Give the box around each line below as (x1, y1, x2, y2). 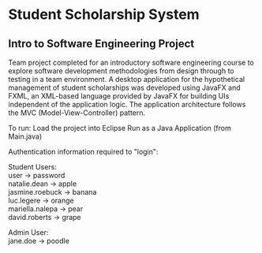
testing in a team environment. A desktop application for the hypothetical (8, 75, 245, 84)
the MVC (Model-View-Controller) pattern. (8, 108, 146, 117)
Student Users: (8, 162, 58, 171)
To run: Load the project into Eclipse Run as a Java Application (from (8, 124, 231, 132)
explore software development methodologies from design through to (8, 66, 234, 76)
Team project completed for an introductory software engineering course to (8, 58, 254, 67)
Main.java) (8, 132, 43, 141)
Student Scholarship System (8, 6, 200, 24)
